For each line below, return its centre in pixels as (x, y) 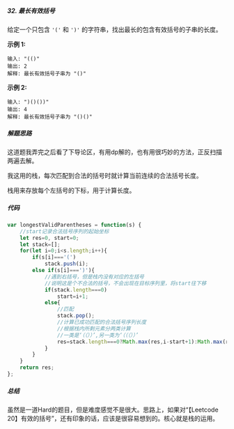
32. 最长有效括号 (31, 10)
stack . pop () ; (76, 316)
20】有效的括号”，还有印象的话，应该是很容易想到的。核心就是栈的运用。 (113, 418)
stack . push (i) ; (67, 264)
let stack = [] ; (40, 244)
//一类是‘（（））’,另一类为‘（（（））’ (98, 335)
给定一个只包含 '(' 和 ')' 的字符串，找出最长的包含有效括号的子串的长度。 (115, 29)
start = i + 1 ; (73, 296)
